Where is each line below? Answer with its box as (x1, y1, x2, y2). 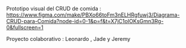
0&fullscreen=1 (6, 24, 44, 31)
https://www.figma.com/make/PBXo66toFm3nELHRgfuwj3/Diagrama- (6, 11, 180, 18)
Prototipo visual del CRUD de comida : (6, 5, 101, 12)
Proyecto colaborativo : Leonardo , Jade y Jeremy (6, 36, 131, 42)
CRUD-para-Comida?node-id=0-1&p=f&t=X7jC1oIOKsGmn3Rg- (6, 18, 164, 24)
